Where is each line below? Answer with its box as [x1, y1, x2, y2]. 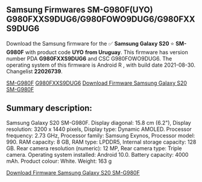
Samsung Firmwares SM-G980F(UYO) [6, 5, 153, 15]
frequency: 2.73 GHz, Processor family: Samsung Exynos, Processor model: [6, 132, 195, 139]
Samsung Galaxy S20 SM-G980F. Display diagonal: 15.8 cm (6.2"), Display [6, 119, 191, 126]
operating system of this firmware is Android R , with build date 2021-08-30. [6, 61, 196, 68]
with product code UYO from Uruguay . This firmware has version [25, 48, 188, 56]
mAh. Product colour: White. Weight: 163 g [6, 157, 112, 165]
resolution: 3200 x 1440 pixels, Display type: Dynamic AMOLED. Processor [6, 126, 192, 133]
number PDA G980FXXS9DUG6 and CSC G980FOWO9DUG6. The [6, 55, 172, 62]
